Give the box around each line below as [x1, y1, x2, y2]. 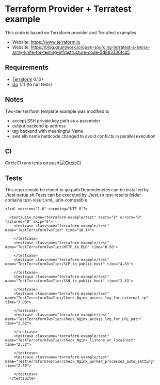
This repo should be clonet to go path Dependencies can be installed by [5, 187, 149, 193]
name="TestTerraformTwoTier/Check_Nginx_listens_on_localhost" [5, 338, 136, 343]
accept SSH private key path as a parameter [12, 118, 101, 123]
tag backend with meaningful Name [12, 128, 83, 134]
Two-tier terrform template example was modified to [5, 108, 110, 114]
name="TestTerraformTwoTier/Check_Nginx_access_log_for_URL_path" [5, 317, 142, 322]
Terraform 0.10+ [12, 76, 45, 82]
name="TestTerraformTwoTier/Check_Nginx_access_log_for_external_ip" [5, 295, 149, 301]
